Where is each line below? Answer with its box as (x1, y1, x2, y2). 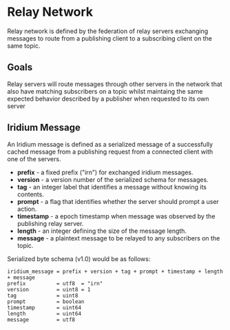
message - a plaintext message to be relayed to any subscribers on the (17, 234, 220, 242)
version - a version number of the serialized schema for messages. (17, 175, 209, 183)
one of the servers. (7, 154, 61, 163)
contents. (17, 190, 45, 198)
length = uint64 (7, 310, 81, 317)
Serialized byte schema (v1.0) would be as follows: (7, 254, 151, 262)
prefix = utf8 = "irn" (7, 280, 103, 287)
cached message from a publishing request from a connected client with (7, 147, 213, 156)
